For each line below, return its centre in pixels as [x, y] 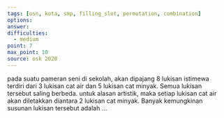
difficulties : [28, 33]
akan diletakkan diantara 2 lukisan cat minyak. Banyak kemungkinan [105, 101]
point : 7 [20, 46]
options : [20, 20]
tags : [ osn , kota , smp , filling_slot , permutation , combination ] [104, 14]
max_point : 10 [28, 53]
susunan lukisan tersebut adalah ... [57, 108]
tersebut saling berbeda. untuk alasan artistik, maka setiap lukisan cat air [112, 93]
